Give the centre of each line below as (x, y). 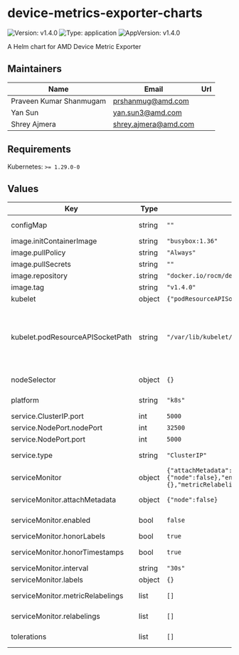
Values (23, 189)
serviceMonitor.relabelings (56, 617)
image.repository (39, 276)
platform (25, 400)
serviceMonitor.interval (50, 568)
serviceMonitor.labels (47, 580)
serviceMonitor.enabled (51, 521)
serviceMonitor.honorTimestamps (68, 553)
